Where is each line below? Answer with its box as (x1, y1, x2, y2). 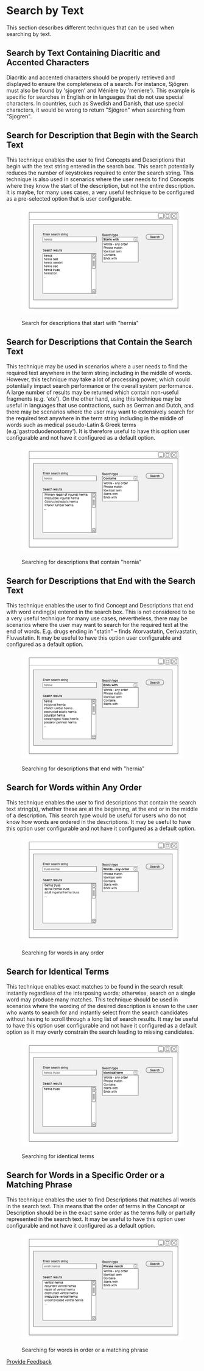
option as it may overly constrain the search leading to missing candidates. (6, 1028, 194, 1036)
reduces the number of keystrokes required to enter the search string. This (6, 169, 194, 176)
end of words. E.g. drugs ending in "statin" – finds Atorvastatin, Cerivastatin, (6, 628, 198, 635)
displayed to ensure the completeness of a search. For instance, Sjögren (6, 80, 188, 87)
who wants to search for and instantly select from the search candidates (6, 1009, 188, 1016)
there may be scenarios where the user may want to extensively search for (6, 408, 194, 415)
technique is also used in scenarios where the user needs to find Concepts (6, 175, 194, 183)
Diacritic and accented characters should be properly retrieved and (6, 74, 175, 81)
